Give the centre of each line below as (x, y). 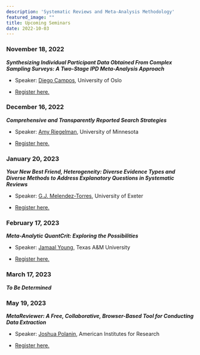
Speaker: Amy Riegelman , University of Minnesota (76, 131)
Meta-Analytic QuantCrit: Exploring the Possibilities (72, 236)
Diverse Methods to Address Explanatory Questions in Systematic (90, 178)
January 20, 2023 (33, 159)
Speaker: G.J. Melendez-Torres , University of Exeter (79, 196)
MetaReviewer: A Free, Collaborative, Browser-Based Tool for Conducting (100, 316)
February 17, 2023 (33, 223)
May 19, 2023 (26, 303)
